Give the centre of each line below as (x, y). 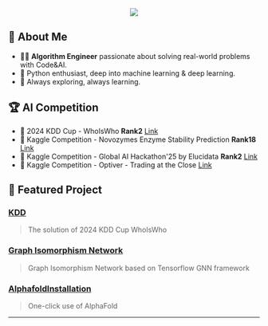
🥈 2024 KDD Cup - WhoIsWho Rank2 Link (89, 131)
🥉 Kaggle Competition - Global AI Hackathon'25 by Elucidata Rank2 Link (138, 156)
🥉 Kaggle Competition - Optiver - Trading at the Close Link (116, 165)
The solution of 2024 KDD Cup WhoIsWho (97, 230)
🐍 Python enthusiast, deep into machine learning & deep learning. (128, 73)
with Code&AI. (43, 65)
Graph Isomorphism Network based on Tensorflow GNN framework (138, 268)
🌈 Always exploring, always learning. (80, 81)
